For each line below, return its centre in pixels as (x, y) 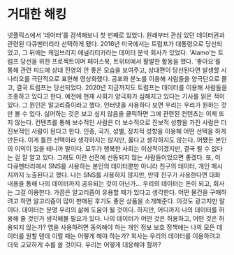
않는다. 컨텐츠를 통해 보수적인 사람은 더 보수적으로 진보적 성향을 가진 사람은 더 (120, 122)
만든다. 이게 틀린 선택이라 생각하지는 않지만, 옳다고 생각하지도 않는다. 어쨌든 (111, 140)
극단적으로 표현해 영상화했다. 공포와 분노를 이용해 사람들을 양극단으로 (125, 78)
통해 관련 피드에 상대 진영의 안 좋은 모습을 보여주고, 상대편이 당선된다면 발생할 (114, 70)
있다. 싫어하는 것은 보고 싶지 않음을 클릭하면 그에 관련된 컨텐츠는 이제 (123, 113)
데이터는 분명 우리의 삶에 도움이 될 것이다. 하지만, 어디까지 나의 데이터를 (120, 210)
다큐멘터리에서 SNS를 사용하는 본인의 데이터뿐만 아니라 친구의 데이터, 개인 (109, 166)
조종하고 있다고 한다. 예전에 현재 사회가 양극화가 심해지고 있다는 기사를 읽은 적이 (116, 96)
